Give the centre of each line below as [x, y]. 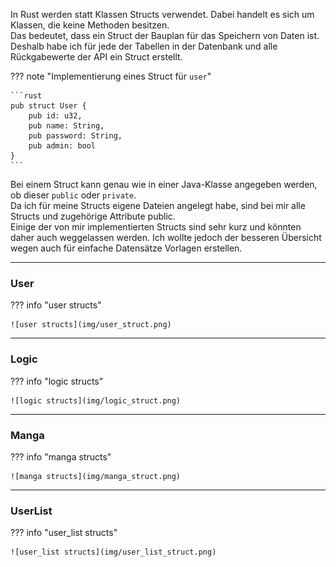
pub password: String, [75, 136]
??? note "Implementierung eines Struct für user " [111, 76]
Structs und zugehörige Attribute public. [93, 216]
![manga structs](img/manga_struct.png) [96, 476]
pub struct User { [48, 106]
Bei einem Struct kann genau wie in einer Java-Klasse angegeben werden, [164, 184]
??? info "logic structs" [57, 381]
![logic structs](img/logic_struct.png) [96, 400]
